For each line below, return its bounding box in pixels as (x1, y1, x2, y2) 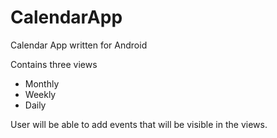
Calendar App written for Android (10, 39, 148, 51)
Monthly (24, 77, 60, 90)
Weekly (24, 88, 57, 100)
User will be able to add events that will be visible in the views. (10, 118, 268, 130)
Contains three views (10, 58, 98, 70)
